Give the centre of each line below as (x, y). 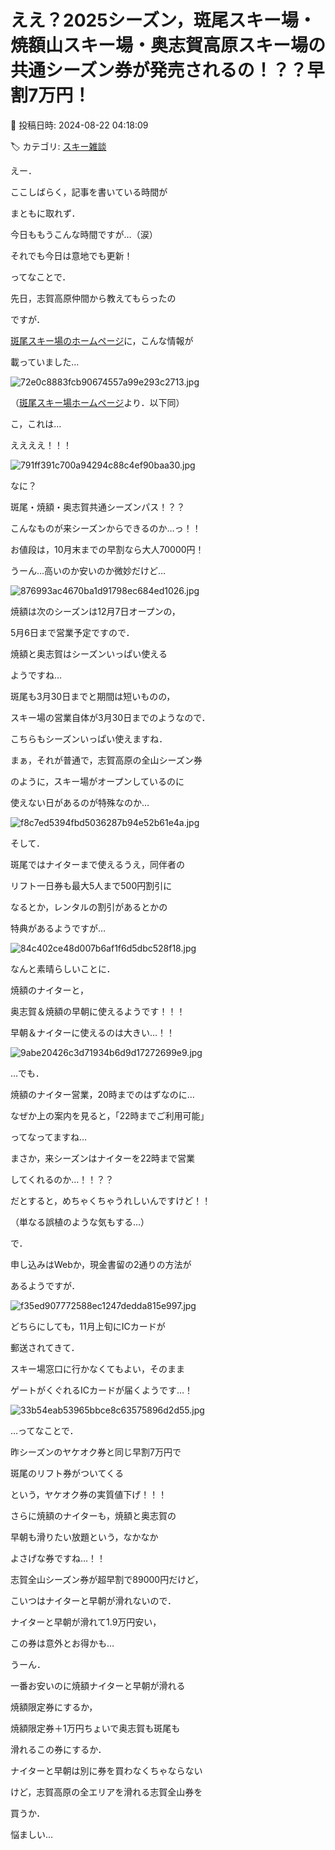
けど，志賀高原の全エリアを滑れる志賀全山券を (106, 1792)
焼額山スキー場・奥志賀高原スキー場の (168, 45)
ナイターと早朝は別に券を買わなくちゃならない (106, 1770)
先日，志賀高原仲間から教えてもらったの (93, 298)
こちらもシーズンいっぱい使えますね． (89, 738)
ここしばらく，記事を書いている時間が (89, 192)
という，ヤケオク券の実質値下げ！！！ (89, 1494)
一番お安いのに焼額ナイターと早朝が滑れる (98, 1685)
